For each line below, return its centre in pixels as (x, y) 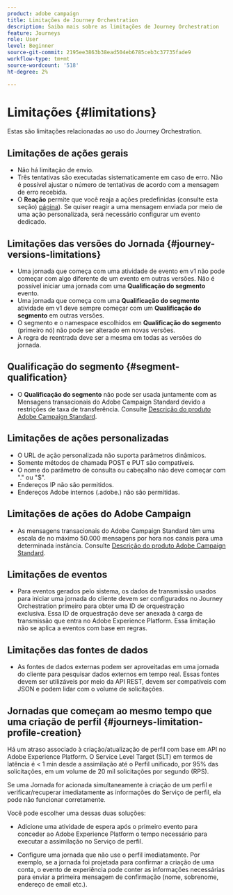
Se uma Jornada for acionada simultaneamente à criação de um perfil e (110, 785)
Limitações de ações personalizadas (88, 438)
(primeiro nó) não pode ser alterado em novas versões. (96, 330)
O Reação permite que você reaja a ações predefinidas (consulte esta (118, 199)
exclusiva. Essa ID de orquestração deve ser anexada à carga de (110, 614)
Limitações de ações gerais (68, 153)
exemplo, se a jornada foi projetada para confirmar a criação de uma (115, 862)
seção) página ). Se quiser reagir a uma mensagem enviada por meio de (120, 207)
